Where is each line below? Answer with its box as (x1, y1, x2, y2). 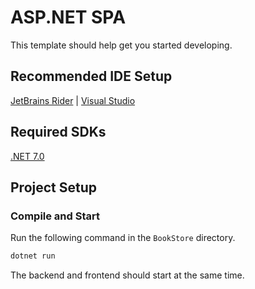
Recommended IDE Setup (10, 68, 173, 85)
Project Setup (10, 179, 98, 196)
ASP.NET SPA (10, 6, 127, 29)
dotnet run (10, 251, 56, 261)
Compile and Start (10, 209, 100, 223)
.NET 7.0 (10, 150, 45, 162)
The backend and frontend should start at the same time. (10, 269, 245, 281)
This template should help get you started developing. (10, 39, 233, 51)
